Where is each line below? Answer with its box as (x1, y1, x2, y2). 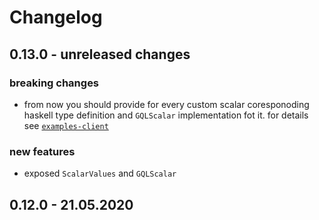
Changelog (9, 6, 103, 29)
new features (9, 144, 76, 158)
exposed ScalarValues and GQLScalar (23, 167, 177, 180)
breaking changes (9, 76, 100, 90)
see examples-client (23, 119, 109, 131)
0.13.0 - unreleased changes (9, 46, 191, 63)
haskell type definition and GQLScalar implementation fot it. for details (23, 109, 309, 121)
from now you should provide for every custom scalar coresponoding (23, 98, 310, 110)
